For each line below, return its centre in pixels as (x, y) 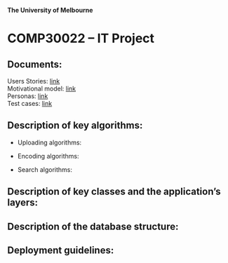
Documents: (35, 64)
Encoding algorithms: (48, 156)
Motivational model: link (42, 88)
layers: (23, 203)
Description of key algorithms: (75, 126)
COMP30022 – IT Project (81, 39)
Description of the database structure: (93, 226)
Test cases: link (30, 103)
